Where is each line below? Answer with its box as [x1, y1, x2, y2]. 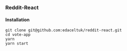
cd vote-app [5, 32, 31, 37]
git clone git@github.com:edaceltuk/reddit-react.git [5, 28, 122, 33]
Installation [5, 17, 30, 23]
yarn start [5, 41, 29, 46]
